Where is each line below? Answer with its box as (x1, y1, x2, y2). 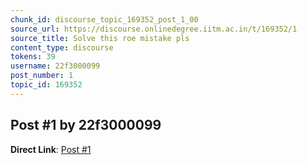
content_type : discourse (10, 42, 114, 53)
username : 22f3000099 (10, 61, 101, 71)
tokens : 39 (10, 52, 56, 62)
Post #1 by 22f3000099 (10, 117, 162, 134)
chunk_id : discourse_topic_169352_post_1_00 (10, 14, 199, 25)
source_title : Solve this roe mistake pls (10, 33, 190, 43)
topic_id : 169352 (10, 80, 83, 90)
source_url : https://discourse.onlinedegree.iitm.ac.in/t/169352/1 (10, 24, 298, 34)
